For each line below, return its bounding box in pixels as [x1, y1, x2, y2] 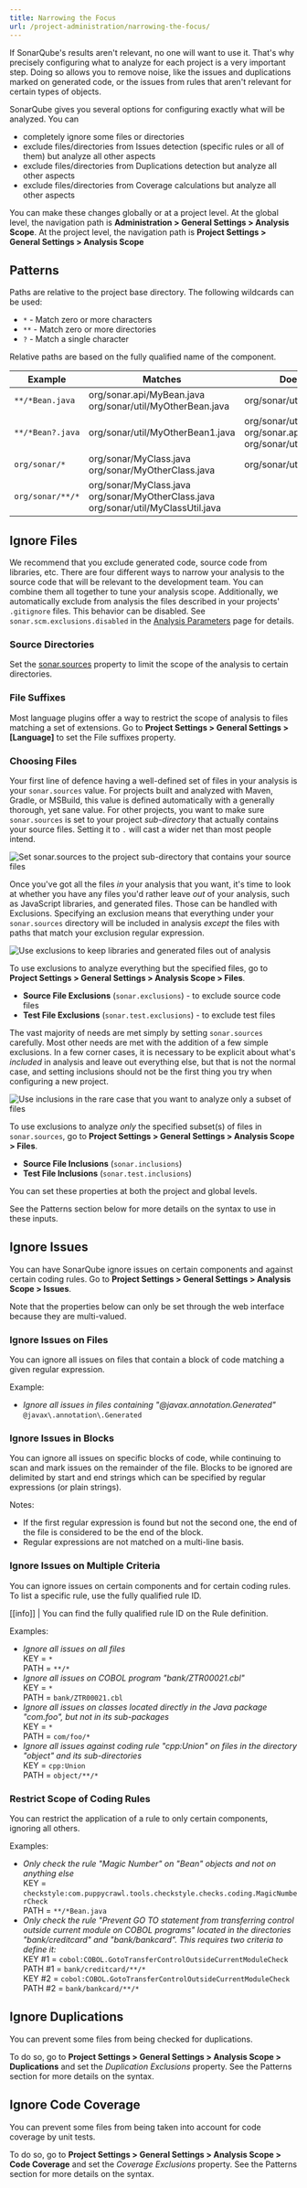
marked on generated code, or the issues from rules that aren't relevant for [9, 76, 292, 87]
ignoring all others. [9, 1823, 80, 1834]
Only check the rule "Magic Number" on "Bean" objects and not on [22, 1858, 277, 1870]
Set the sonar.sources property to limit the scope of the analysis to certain [9, 659, 290, 670]
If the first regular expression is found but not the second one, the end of [22, 1517, 298, 1528]
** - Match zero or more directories [22, 324, 157, 335]
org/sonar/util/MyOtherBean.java [88, 400, 230, 412]
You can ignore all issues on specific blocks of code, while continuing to [9, 1453, 281, 1464]
